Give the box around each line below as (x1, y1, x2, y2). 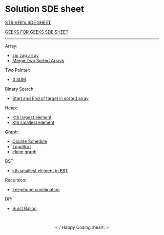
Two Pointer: (5, 67, 31, 73)
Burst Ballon (12, 205, 37, 211)
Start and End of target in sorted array (12, 95, 89, 101)
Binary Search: (5, 86, 35, 92)
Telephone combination (12, 186, 60, 192)
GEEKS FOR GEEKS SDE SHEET (5, 29, 69, 35)
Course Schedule (12, 138, 47, 144)
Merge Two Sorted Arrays (12, 58, 64, 63)
